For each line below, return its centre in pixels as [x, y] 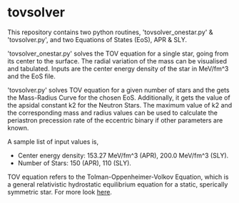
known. [18, 127]
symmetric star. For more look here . [60, 192]
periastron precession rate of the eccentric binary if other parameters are [115, 120]
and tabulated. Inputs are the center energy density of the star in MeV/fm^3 [118, 68]
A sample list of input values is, [53, 141]
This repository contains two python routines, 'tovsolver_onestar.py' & [110, 32]
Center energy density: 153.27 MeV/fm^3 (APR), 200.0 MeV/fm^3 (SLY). [123, 155]
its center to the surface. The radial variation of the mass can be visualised [117, 61]
